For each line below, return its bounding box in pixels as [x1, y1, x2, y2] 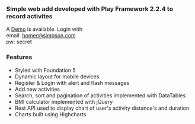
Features [6, 53, 33, 61]
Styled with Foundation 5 [14, 66, 76, 74]
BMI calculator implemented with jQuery [14, 98, 113, 105]
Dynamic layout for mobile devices [14, 73, 100, 80]
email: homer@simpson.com [6, 32, 76, 39]
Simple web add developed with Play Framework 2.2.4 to [6, 5, 174, 13]
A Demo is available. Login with [6, 26, 83, 33]
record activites [6, 12, 53, 20]
